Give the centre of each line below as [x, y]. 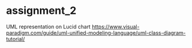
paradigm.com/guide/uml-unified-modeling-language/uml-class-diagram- [96, 32]
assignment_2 [41, 11]
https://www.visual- [116, 27]
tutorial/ [16, 39]
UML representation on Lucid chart [48, 27]
